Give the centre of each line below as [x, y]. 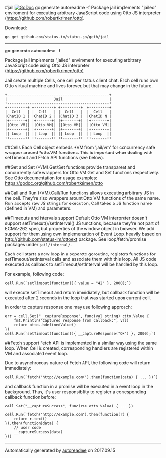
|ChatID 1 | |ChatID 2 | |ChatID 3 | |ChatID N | [58, 116]
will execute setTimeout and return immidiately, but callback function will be [82, 292]
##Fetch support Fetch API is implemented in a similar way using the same [81, 343]
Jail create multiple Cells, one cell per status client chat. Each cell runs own [82, 80]
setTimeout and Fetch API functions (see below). [55, 158]
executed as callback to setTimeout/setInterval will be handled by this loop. [82, 264]
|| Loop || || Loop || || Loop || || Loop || [58, 134]
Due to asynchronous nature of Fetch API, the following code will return [78, 363]
